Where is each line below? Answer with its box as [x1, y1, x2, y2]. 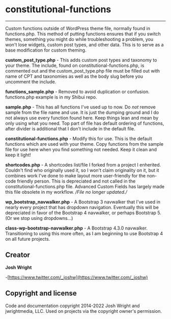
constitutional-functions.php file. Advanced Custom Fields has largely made [5, 183, 165, 190]
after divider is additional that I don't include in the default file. [5, 125, 136, 131]
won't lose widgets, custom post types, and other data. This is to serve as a [5, 41, 164, 48]
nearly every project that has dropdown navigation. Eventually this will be [5, 204, 159, 210]
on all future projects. [5, 236, 50, 242]
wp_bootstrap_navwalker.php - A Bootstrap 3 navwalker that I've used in [5, 198, 160, 205]
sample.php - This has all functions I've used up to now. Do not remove [5, 104, 156, 110]
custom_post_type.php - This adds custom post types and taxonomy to [5, 57, 157, 63]
